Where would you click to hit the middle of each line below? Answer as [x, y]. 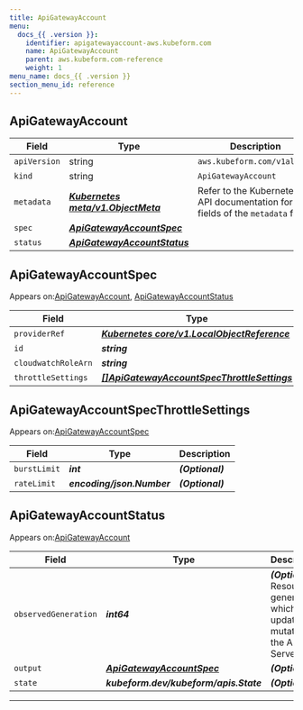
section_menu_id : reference [62, 85]
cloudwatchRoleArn [53, 363]
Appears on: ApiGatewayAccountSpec [79, 432]
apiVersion [37, 162]
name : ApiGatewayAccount [72, 51]
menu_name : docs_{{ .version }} [70, 77]
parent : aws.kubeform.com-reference [95, 59]
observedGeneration [55, 614]
